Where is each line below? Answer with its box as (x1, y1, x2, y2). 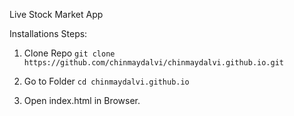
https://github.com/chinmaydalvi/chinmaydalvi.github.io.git (23, 58, 285, 68)
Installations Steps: (9, 28, 88, 39)
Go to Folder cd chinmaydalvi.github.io (23, 75, 190, 87)
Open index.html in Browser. (23, 95, 141, 106)
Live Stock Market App (9, 9, 104, 20)
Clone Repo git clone (23, 47, 116, 59)
